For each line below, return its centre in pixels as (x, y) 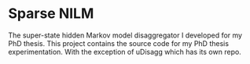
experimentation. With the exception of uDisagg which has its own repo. (125, 52)
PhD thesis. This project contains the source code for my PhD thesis (119, 43)
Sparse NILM (51, 14)
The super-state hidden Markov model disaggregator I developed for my (125, 35)
